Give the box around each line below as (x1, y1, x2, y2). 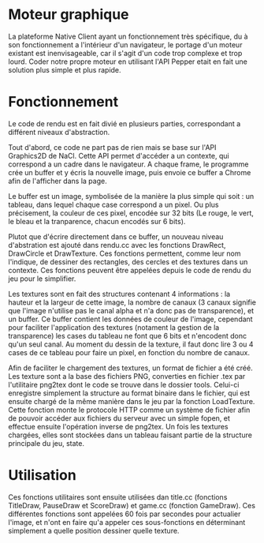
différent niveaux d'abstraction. (8, 127, 110, 137)
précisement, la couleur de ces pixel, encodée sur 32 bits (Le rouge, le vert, (8, 208, 255, 218)
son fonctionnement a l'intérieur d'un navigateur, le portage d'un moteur (8, 39, 243, 49)
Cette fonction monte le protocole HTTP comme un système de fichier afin (8, 405, 251, 414)
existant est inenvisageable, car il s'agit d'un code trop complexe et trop (8, 48, 243, 58)
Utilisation (8, 466, 76, 485)
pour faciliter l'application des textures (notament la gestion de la (8, 322, 220, 332)
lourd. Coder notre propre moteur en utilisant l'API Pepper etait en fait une (8, 57, 248, 66)
